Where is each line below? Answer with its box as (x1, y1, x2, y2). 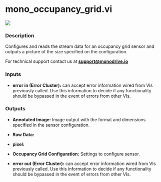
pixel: (12, 141, 25, 147)
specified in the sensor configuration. (12, 122, 90, 128)
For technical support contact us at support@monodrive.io (5, 58, 128, 64)
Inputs (5, 71, 21, 78)
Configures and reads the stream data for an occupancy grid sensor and (5, 43, 154, 49)
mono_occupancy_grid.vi (5, 3, 112, 15)
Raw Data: (12, 131, 34, 138)
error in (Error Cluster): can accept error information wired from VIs (12, 82, 153, 88)
